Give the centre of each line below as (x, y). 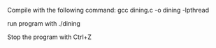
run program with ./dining (44, 23)
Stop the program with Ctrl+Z (50, 37)
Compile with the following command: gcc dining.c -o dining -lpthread (108, 10)
